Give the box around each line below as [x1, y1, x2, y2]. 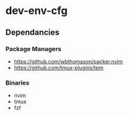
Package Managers [5, 45, 62, 53]
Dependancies [5, 27, 60, 37]
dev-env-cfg [5, 4, 68, 17]
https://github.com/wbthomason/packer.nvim [13, 58, 123, 65]
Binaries [5, 79, 30, 87]
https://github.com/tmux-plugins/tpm [13, 64, 103, 71]
